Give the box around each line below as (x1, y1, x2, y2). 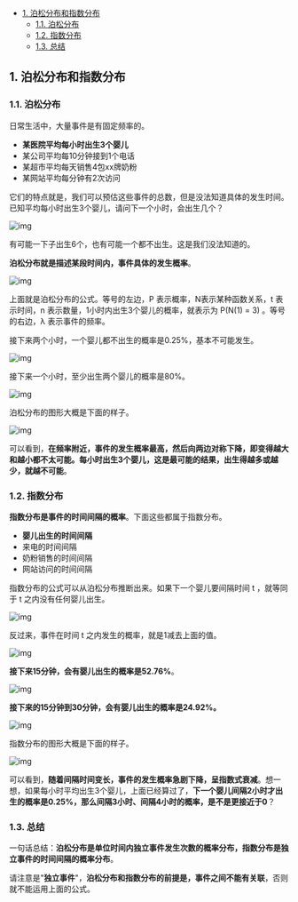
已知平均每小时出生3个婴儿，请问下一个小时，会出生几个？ (9, 203, 224, 213)
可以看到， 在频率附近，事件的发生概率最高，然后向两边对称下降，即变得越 (9, 443, 281, 453)
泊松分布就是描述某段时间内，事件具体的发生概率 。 (9, 257, 196, 268)
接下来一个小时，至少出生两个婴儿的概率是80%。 (9, 371, 191, 381)
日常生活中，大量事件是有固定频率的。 (9, 120, 149, 131)
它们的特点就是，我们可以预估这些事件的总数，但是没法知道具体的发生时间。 (9, 191, 289, 202)
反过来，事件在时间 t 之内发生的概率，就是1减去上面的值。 (9, 629, 222, 640)
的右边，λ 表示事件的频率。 (9, 315, 110, 326)
